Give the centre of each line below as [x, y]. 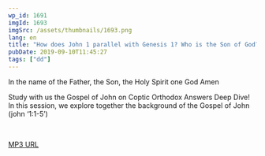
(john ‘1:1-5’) [28, 113]
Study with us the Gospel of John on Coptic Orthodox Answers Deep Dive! [129, 97]
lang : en [22, 37]
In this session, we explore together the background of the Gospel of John [129, 105]
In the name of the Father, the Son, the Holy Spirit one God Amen [114, 82]
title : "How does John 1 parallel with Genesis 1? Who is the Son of [125, 45]
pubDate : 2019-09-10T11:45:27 [58, 52]
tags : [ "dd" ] [30, 60]
